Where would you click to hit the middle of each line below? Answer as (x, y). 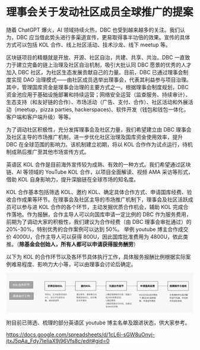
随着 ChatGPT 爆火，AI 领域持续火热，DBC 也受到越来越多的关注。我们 (93, 30)
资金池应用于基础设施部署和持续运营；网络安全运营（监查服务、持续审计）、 (99, 94)
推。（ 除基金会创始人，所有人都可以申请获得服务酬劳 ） (72, 244)
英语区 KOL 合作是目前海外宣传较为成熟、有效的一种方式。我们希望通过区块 (99, 164)
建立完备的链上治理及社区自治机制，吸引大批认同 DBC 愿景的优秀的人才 (104, 65)
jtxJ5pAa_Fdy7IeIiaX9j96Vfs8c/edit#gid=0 (58, 341)
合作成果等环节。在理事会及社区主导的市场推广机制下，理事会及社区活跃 (99, 199)
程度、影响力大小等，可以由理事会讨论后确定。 (79, 264)
